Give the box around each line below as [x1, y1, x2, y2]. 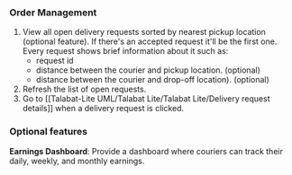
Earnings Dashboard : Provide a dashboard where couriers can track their [9, 145, 284, 156]
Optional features [9, 126, 88, 138]
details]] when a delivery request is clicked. [22, 103, 185, 114]
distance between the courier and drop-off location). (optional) [35, 74, 270, 85]
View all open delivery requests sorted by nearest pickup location [22, 27, 266, 38]
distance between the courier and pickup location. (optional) [35, 65, 261, 75]
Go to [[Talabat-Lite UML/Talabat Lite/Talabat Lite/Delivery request [22, 93, 270, 104]
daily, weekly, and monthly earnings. [9, 155, 145, 166]
